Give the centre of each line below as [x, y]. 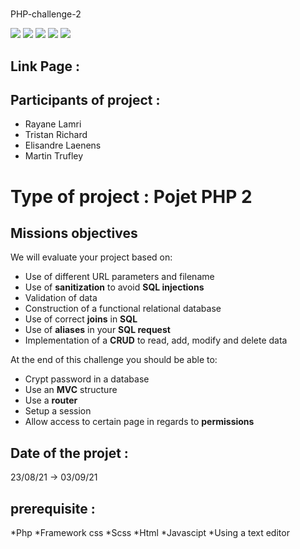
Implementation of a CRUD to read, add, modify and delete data [156, 340]
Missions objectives [74, 233]
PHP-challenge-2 [46, 14]
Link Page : [45, 66]
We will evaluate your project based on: [91, 257]
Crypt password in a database [87, 379]
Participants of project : [85, 99]
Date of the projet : [69, 453]
